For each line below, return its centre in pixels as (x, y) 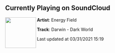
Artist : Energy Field (57, 20)
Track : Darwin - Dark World (65, 29)
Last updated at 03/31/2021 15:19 (70, 39)
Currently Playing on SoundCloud (58, 8)
